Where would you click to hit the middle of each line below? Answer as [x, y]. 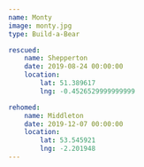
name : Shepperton [56, 59]
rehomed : [24, 107]
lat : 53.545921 [68, 140]
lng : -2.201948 [68, 149]
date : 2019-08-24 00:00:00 [74, 67]
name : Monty [30, 17]
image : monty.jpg [40, 26]
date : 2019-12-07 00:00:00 [74, 124]
